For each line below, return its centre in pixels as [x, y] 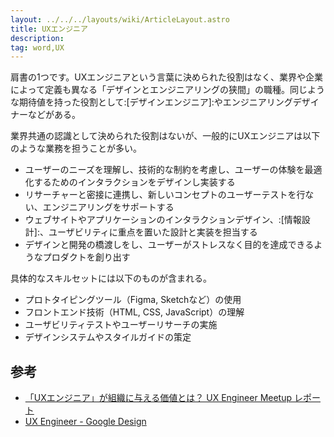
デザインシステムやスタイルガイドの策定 [108, 337]
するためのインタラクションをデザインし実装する [134, 182]
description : [37, 38]
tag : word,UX [37, 47]
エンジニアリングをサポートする [108, 207]
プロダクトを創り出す [86, 257]
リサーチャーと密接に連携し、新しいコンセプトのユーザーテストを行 [165, 195]
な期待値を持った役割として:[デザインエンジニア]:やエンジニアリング [151, 102]
